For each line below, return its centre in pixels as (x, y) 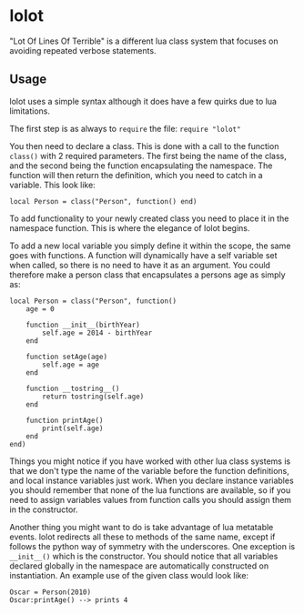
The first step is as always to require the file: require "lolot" (125, 128)
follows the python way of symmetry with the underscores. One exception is (152, 546)
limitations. (30, 111)
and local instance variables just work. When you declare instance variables (152, 480)
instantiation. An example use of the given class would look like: (129, 575)
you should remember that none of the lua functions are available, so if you (150, 490)
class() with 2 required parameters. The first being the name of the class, (148, 156)
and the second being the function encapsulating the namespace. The (141, 166)
